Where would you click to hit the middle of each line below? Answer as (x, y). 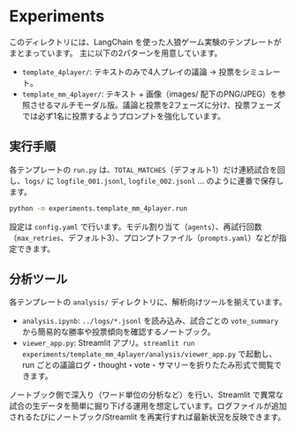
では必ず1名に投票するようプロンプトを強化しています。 (123, 116)
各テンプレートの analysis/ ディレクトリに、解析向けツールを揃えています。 (148, 302)
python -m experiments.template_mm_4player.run (99, 208)
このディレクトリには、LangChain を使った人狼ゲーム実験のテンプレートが (145, 42)
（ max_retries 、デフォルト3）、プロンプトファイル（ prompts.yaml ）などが (144, 237)
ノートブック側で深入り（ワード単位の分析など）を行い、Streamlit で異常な (147, 395)
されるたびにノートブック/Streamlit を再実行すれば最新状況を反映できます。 (147, 417)
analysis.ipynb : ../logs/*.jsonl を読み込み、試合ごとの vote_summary (150, 321)
